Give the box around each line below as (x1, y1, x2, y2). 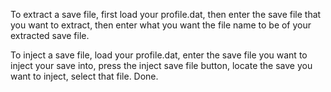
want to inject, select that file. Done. (10, 70, 159, 82)
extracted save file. (10, 30, 90, 41)
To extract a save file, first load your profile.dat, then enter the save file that (10, 9, 322, 20)
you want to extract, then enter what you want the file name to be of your (10, 19, 312, 31)
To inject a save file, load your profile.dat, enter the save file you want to (10, 49, 308, 61)
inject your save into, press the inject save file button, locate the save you (10, 60, 313, 71)
